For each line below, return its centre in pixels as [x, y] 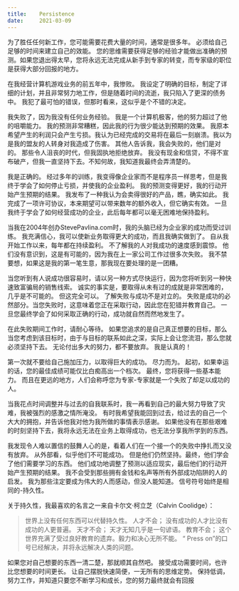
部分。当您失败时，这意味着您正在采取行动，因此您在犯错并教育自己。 [116, 304]
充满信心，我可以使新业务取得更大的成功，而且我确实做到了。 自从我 [128, 236]
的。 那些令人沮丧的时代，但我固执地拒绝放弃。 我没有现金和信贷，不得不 [115, 152]
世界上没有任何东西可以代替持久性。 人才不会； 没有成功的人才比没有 [126, 520]
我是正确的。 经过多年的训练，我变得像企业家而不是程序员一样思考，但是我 [117, 176]
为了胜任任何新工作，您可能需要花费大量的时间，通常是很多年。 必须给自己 [117, 42]
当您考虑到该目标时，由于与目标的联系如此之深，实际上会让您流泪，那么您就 [119, 338]
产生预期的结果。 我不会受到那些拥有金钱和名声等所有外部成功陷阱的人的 [120, 472]
